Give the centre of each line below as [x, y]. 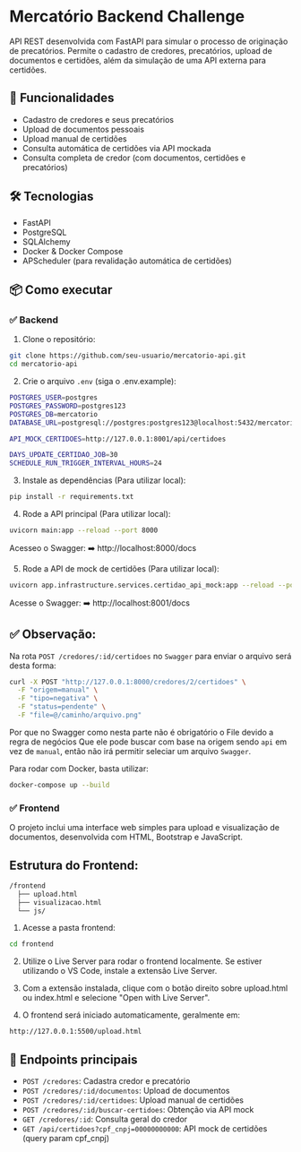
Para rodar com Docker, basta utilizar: [79, 769]
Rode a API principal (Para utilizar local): [96, 514]
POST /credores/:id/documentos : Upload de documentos [126, 1090]
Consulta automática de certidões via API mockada [117, 148]
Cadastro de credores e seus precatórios [98, 119]
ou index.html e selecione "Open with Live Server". [116, 998]
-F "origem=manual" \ [58, 690]
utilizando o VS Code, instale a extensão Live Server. [120, 971]
